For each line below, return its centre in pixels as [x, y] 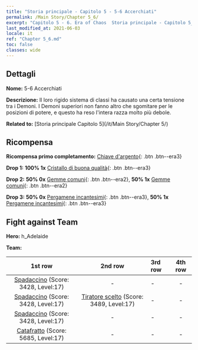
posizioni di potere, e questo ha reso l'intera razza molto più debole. [89, 112]
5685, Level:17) [42, 338]
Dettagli [21, 74]
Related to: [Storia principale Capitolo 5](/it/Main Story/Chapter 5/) [87, 124]
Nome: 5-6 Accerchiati [34, 88]
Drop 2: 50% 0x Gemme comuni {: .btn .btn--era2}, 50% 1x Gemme [88, 179]
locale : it [19, 34]
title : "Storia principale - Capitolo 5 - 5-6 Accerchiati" [82, 12]
